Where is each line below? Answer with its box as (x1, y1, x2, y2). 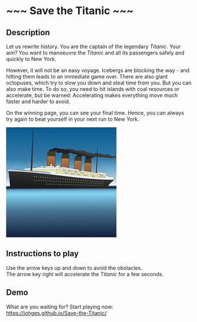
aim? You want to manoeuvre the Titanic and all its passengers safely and (6, 49, 185, 56)
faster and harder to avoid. (6, 98, 71, 105)
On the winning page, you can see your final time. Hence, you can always (6, 110, 184, 116)
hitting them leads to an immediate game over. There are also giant (6, 73, 168, 80)
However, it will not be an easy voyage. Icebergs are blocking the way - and (6, 67, 190, 74)
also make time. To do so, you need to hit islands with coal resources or (6, 86, 180, 92)
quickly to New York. (6, 56, 56, 62)
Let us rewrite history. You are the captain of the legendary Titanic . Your (6, 43, 181, 50)
